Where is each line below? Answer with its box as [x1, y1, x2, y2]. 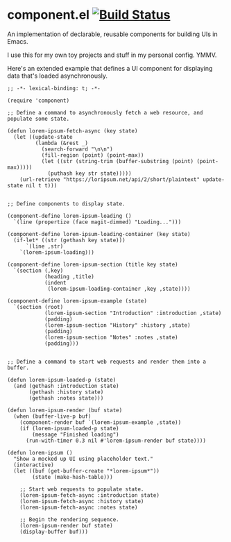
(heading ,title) [44, 273, 95, 280]
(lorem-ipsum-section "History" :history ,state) [44, 321, 191, 329]
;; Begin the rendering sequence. [19, 516, 119, 523]
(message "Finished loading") [32, 431, 119, 438]
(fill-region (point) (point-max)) [41, 151, 144, 159]
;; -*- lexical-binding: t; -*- [7, 85, 101, 92]
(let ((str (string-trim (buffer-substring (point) [41, 158, 194, 164]
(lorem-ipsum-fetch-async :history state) [19, 498, 144, 505]
